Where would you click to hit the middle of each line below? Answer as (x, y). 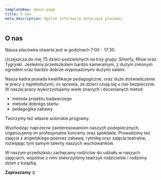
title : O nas (18, 14)
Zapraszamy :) (20, 172)
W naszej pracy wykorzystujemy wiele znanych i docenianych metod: (74, 89)
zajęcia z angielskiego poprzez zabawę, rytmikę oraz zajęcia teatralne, (76, 138)
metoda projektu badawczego (42, 99)
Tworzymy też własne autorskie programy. (47, 118)
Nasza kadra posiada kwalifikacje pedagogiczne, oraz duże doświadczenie (80, 79)
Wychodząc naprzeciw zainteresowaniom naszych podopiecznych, (72, 128)
